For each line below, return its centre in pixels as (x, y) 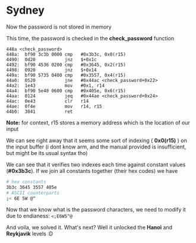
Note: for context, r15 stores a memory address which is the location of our (98, 122)
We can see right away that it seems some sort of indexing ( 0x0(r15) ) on (97, 140)
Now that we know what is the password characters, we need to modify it (96, 210)
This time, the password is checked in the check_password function (90, 38)
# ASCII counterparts (33, 193)
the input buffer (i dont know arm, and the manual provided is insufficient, (96, 147)
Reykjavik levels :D (30, 234)
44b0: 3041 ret (39, 111)
